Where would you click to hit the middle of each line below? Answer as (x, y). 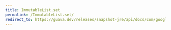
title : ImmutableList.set (33, 10)
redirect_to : (19, 19)
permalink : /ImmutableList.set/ (39, 15)
